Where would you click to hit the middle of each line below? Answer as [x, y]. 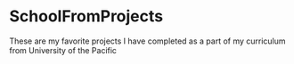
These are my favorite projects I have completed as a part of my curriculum [148, 41]
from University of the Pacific [63, 50]
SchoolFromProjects [86, 16]
